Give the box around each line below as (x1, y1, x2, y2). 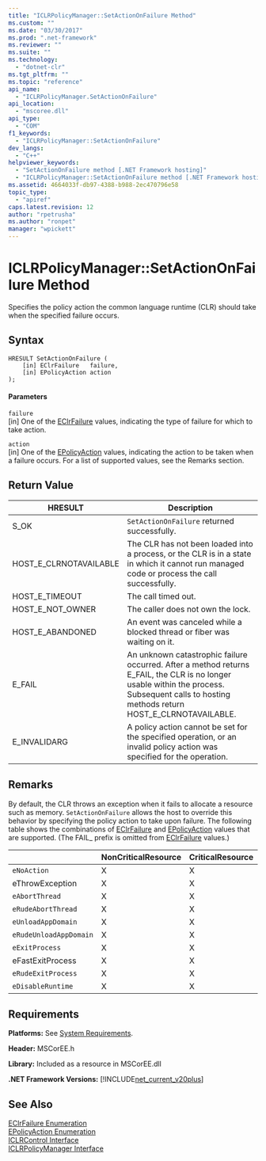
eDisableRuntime (12, 981, 74, 991)
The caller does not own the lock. (127, 603, 251, 615)
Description (167, 502, 214, 513)
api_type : (8, 115, 41, 123)
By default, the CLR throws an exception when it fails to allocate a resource (8, 799, 253, 809)
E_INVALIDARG (12, 736, 69, 747)
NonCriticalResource (101, 851, 182, 862)
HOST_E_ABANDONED (12, 626, 97, 638)
